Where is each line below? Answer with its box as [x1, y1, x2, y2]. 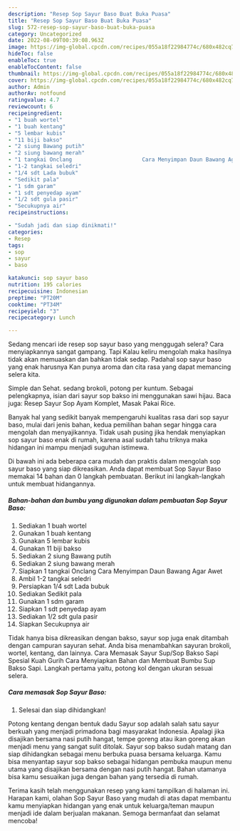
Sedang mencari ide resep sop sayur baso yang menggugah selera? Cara [8, 340, 224, 349]
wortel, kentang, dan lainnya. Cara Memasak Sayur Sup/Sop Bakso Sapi [8, 649, 219, 657]
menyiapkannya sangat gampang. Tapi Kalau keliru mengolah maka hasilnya [8, 347, 232, 356]
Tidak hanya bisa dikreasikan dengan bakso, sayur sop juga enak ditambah [8, 634, 229, 642]
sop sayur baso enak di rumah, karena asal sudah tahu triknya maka [8, 436, 208, 444]
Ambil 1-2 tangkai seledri [18, 575, 91, 583]
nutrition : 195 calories [8, 281, 82, 288]
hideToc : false [8, 51, 53, 58]
